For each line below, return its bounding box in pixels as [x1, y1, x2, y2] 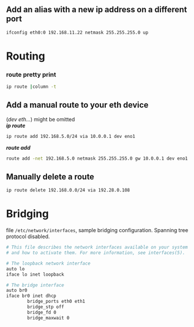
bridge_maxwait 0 [27, 315, 69, 321]
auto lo [6, 266, 25, 272]
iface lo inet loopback [6, 271, 65, 278]
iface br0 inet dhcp [6, 293, 57, 299]
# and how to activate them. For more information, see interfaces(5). [6, 250, 185, 256]
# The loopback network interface [6, 260, 91, 266]
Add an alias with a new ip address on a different [6, 5, 187, 15]
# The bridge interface [6, 282, 65, 288]
